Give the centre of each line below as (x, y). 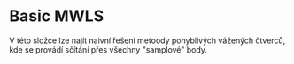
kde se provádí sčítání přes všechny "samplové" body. (108, 49)
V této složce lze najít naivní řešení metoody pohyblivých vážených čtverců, (147, 40)
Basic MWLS (57, 16)
